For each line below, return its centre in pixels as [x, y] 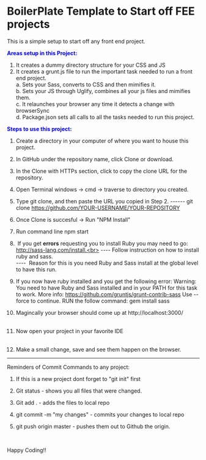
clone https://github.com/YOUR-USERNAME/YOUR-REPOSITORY [98, 208]
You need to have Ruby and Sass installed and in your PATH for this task [106, 288]
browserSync [32, 110]
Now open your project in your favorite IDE [70, 331]
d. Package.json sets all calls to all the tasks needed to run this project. [105, 117]
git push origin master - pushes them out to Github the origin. [93, 426]
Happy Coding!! [27, 450]
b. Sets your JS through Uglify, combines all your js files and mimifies [103, 91]
